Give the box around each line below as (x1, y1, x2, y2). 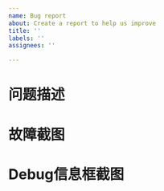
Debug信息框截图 (8, 165, 125, 183)
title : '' (8, 26, 42, 35)
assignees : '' (8, 42, 56, 50)
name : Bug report (8, 11, 67, 20)
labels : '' (8, 34, 45, 43)
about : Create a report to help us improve (8, 19, 157, 27)
